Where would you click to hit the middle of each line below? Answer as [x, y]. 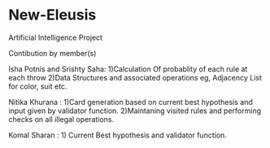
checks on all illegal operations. [61, 119]
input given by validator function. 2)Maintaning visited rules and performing [135, 111]
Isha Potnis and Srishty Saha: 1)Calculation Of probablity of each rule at [128, 69]
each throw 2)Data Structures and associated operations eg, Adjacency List [135, 77]
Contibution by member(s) [52, 53]
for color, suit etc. [38, 86]
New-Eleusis [52, 15]
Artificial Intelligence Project [56, 37]
